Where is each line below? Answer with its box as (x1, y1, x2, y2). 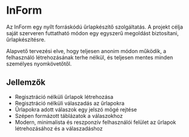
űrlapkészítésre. (6, 36, 46, 43)
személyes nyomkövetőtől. (6, 60, 72, 67)
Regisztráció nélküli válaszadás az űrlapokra (14, 99, 124, 107)
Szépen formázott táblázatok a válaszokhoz (14, 112, 123, 119)
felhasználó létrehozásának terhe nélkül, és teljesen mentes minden (6, 54, 173, 61)
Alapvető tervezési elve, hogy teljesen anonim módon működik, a (6, 47, 166, 54)
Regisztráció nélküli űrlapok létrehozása (14, 93, 114, 100)
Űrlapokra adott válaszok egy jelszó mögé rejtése (14, 105, 138, 113)
